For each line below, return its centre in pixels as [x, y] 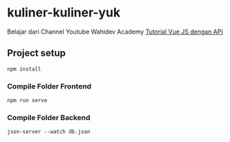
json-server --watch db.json [49, 132]
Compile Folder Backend [49, 117]
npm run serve [27, 101]
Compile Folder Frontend [49, 86]
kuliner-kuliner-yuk [64, 13]
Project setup [37, 53]
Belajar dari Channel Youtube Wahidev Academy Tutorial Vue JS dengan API [115, 32]
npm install [24, 69]
